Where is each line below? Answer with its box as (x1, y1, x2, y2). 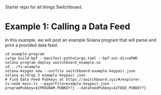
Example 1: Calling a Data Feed (5, 21, 130, 32)
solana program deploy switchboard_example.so (5, 60, 101, 65)
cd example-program (5, 51, 45, 56)
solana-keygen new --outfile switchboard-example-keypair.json (5, 68, 136, 73)
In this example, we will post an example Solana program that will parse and (5, 37, 157, 43)
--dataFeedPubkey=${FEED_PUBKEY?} (77, 85, 146, 90)
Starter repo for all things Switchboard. (5, 4, 83, 10)
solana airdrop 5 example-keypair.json (5, 73, 86, 78)
